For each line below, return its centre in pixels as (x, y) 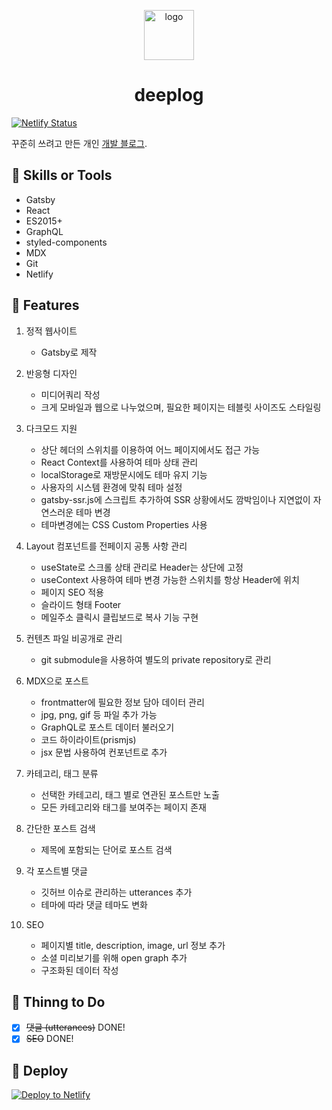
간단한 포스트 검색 (60, 828)
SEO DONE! (49, 1039)
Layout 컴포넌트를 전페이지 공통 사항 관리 (106, 546)
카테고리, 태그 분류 (62, 773)
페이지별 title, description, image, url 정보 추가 (133, 945)
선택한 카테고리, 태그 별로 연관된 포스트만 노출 (130, 794)
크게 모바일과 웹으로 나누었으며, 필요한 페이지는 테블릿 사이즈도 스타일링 (181, 407)
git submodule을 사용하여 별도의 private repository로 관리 (156, 659)
